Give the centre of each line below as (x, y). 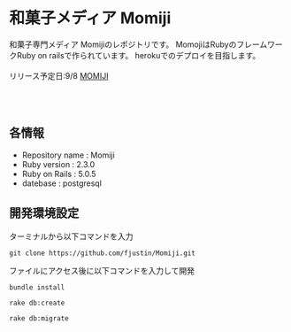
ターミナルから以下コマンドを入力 (71, 236)
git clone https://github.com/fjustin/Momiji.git (103, 253)
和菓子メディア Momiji (90, 18)
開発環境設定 (44, 213)
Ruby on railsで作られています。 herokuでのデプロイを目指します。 (138, 55)
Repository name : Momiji (68, 155)
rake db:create (37, 303)
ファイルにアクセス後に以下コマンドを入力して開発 (102, 270)
